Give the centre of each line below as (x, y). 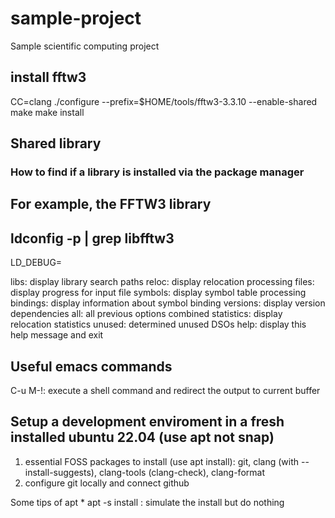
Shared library (56, 143)
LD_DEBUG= (36, 263)
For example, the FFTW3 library (111, 204)
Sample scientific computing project (85, 46)
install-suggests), (60, 472)
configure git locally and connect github (107, 483)
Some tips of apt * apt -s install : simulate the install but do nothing (147, 502)
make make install (47, 112)
